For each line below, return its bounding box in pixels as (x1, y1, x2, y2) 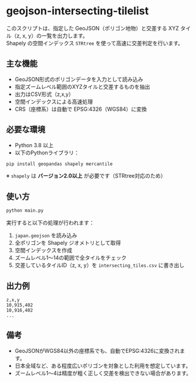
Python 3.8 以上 (14, 141, 53, 148)
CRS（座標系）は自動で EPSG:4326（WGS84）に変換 (14, 105, 147, 113)
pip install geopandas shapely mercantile (6, 161, 113, 167)
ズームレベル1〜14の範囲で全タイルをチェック (14, 254, 127, 262)
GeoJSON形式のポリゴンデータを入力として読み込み (14, 76, 144, 83)
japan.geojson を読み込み (14, 232, 77, 239)
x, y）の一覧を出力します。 (22, 32, 88, 39)
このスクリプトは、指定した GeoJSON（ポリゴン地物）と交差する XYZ (6, 24, 179, 32)
